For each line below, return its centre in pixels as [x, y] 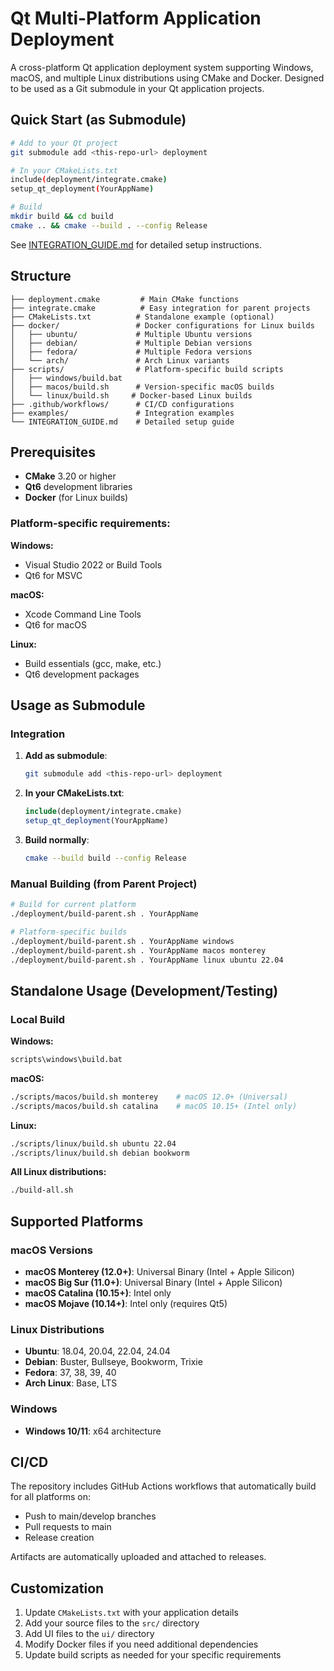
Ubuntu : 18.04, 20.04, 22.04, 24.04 [97, 1351]
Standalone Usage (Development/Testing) [144, 990]
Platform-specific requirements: [90, 524]
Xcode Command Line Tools [83, 614]
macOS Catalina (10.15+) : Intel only [98, 1293]
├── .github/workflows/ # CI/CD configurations [122, 404]
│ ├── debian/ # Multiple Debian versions [131, 343]
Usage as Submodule [78, 705]
